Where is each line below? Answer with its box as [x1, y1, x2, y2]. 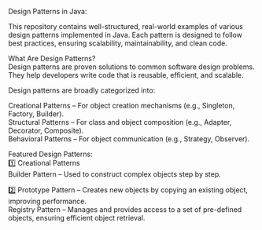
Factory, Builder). [8, 109, 65, 119]
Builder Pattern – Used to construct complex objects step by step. [8, 170, 222, 179]
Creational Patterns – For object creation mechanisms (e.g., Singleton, [8, 101, 235, 110]
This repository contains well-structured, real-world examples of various [8, 22, 244, 31]
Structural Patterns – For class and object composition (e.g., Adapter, [8, 118, 232, 126]
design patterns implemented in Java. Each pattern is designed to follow [8, 31, 242, 39]
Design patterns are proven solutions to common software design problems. [8, 62, 255, 71]
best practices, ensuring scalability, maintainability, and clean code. [8, 38, 228, 48]
